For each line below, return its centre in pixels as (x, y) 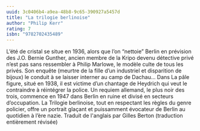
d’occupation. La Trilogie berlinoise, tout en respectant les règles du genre (99, 103)
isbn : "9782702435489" (35, 34)
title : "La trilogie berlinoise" (48, 18)
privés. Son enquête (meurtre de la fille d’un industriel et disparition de (94, 71)
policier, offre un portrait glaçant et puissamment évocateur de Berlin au (96, 109)
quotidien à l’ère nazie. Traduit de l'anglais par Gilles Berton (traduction (95, 116)
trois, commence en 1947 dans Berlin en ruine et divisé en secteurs (90, 97)
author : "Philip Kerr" (35, 23)
